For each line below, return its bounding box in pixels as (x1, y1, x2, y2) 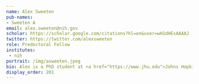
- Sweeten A (6, 20, 36, 25)
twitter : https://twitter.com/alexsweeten (6, 36, 113, 42)
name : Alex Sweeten (6, 8, 54, 15)
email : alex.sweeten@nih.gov (6, 25, 78, 31)
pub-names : (6, 14, 33, 20)
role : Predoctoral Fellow (6, 42, 70, 48)
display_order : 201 (6, 69, 54, 75)
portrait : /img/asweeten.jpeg (6, 58, 81, 64)
